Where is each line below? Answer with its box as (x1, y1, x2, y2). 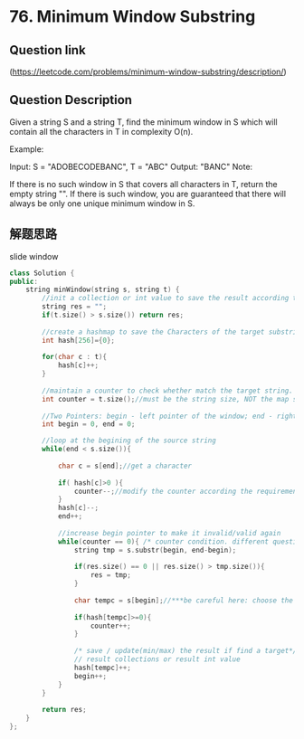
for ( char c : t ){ (42, 353, 107, 362)
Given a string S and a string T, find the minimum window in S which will (9, 116, 278, 128)
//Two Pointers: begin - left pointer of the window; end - (42, 412, 273, 421)
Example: (9, 143, 44, 155)
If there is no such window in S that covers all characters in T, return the (9, 178, 278, 189)
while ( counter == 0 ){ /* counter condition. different (57, 536, 270, 546)
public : (9, 277, 39, 286)
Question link (9, 43, 86, 58)
